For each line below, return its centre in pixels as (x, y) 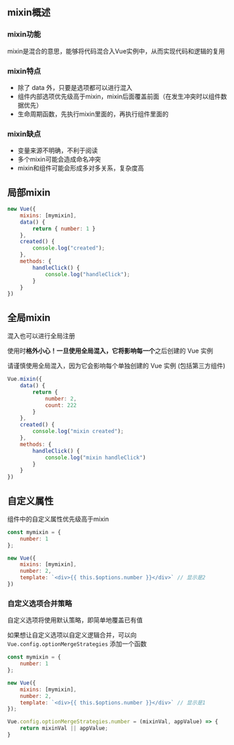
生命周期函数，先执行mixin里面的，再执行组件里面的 (93, 114)
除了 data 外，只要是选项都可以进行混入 (75, 87)
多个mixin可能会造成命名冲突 (59, 160)
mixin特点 (24, 71)
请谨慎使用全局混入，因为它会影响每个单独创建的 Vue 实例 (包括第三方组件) (117, 366)
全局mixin (29, 317)
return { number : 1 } (64, 228)
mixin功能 (24, 34)
